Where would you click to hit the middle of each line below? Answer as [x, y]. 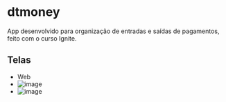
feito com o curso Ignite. [42, 38]
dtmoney [34, 12]
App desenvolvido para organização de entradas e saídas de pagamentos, [113, 31]
